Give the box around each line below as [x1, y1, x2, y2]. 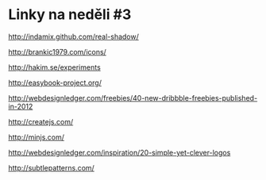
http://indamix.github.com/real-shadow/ [8, 32, 139, 41]
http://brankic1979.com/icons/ [8, 47, 107, 56]
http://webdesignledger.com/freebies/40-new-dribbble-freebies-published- [8, 93, 258, 102]
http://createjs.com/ [8, 117, 74, 126]
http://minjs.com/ [8, 132, 65, 142]
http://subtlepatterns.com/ [8, 163, 95, 172]
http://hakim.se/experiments [8, 62, 101, 72]
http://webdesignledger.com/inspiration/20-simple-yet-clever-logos [8, 147, 231, 157]
